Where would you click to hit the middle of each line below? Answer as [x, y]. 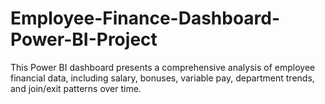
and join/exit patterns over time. [76, 88]
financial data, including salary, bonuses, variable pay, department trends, [162, 78]
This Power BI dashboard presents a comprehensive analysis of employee [163, 67]
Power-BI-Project [84, 39]
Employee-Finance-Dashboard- [145, 18]
